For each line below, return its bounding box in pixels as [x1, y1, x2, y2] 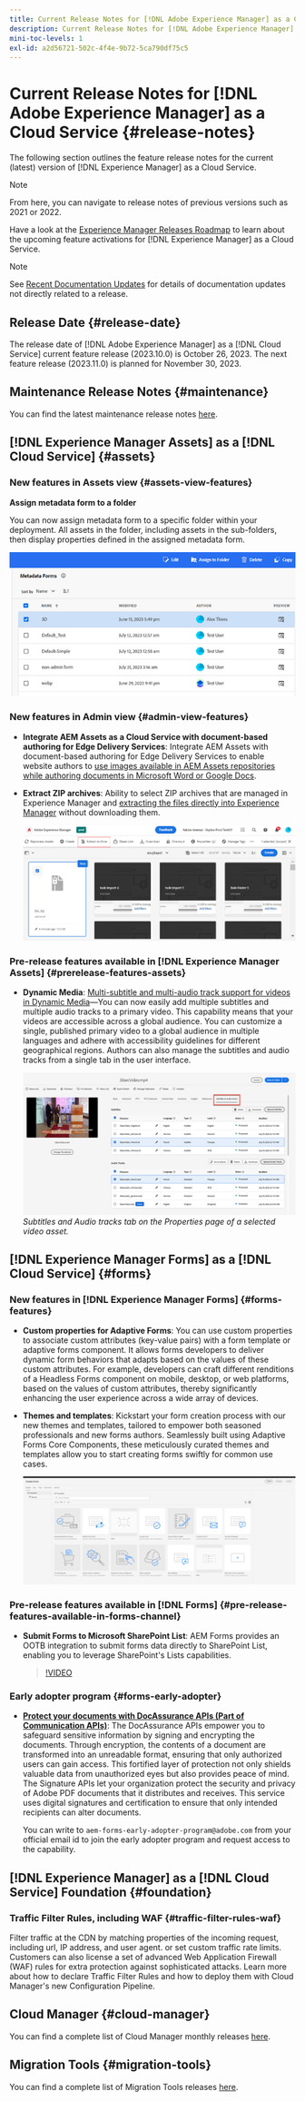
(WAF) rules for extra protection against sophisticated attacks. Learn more [9, 1961, 288, 1972]
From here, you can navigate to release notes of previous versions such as [9, 197, 289, 208]
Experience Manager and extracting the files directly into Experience [22, 797, 280, 808]
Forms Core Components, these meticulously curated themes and [22, 1439, 270, 1450]
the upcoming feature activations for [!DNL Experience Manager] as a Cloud [9, 234, 294, 245]
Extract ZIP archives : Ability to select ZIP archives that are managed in [22, 787, 289, 798]
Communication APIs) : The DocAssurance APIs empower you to [22, 1721, 266, 1731]
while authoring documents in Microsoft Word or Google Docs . [22, 770, 257, 781]
